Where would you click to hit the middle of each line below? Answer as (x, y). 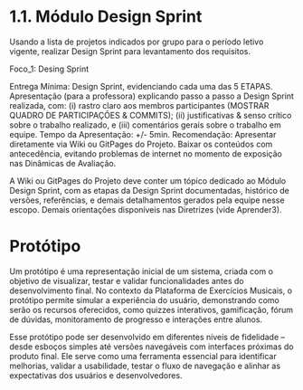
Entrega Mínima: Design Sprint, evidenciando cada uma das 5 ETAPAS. (141, 86)
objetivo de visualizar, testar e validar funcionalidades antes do (127, 281)
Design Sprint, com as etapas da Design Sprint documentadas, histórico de (149, 190)
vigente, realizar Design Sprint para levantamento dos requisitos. (130, 51)
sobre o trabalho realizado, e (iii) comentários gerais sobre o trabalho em (146, 125)
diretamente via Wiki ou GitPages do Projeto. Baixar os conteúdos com (141, 144)
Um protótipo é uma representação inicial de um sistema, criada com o (142, 271)
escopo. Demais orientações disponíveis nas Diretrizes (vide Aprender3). (146, 209)
